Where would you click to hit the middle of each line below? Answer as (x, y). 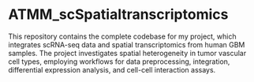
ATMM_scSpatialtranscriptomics (118, 15)
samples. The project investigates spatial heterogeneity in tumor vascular (127, 53)
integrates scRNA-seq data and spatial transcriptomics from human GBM (127, 44)
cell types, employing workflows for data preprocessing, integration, (119, 61)
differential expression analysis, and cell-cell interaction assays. (112, 69)
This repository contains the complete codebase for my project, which (122, 36)
